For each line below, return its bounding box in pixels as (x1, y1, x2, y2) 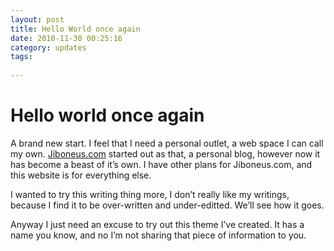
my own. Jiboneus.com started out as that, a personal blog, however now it (10, 147, 321, 160)
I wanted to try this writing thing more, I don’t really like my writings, (10, 188, 290, 200)
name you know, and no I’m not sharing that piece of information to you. (10, 229, 307, 241)
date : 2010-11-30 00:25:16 (10, 33, 123, 43)
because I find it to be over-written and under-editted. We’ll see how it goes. (10, 199, 325, 211)
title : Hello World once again (10, 24, 141, 34)
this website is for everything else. (10, 169, 152, 181)
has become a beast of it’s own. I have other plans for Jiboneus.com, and (10, 158, 313, 170)
